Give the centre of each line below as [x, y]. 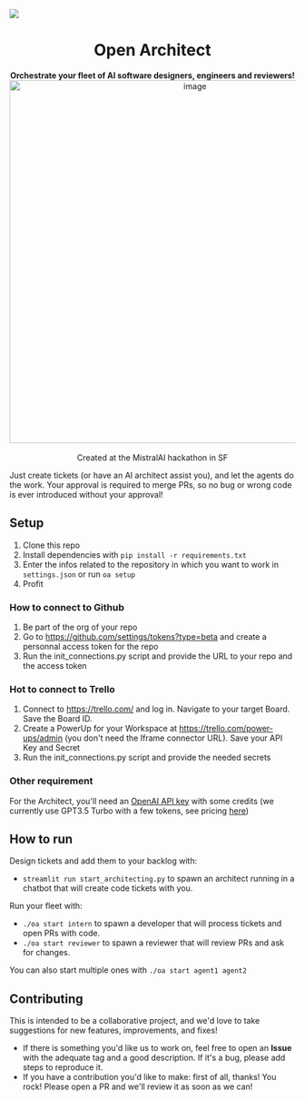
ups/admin [43, 738]
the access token [55, 666]
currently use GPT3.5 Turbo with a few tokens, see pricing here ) [129, 811]
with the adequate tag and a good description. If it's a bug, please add [154, 1058]
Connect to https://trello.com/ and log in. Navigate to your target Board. [156, 709]
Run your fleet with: [46, 906]
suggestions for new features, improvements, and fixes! [113, 1030]
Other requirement [51, 781]
